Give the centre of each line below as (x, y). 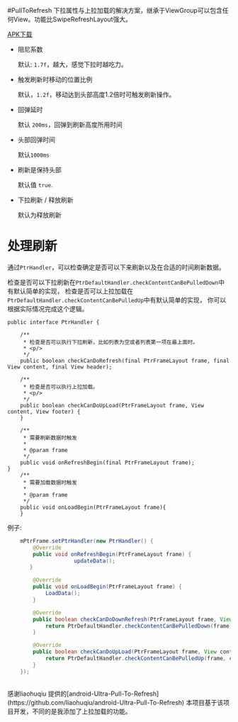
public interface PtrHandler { (53, 322)
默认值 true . (35, 185)
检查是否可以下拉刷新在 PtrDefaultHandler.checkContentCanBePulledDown (113, 282)
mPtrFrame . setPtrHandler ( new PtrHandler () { (87, 541)
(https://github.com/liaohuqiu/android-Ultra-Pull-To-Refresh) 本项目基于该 (115, 702)
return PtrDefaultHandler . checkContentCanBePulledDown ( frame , (139, 626)
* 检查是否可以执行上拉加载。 (61, 387)
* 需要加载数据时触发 (50, 483)
